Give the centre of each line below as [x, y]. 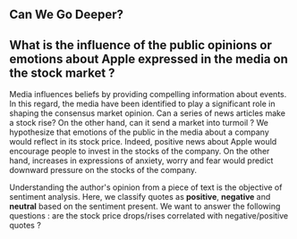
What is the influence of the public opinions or [141, 45]
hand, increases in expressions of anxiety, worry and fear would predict [141, 161]
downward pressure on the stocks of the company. [103, 170]
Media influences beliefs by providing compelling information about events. [148, 95]
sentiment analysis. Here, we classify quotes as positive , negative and [140, 197]
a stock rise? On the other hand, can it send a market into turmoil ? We [139, 123]
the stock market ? [62, 73]
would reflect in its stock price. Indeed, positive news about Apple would [143, 142]
